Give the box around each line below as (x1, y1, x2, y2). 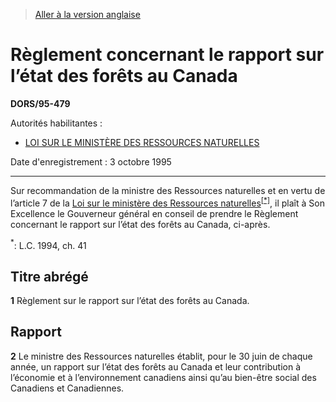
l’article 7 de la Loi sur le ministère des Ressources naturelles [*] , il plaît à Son (10, 195, 325, 209)
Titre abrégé (10, 268, 89, 285)
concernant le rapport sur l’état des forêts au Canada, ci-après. (10, 218, 271, 230)
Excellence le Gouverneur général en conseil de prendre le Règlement (10, 207, 299, 219)
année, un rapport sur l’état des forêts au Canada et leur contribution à (10, 360, 302, 373)
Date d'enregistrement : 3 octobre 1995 (10, 155, 172, 168)
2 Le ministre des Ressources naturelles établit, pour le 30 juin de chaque (10, 350, 313, 362)
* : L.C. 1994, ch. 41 (10, 237, 87, 251)
